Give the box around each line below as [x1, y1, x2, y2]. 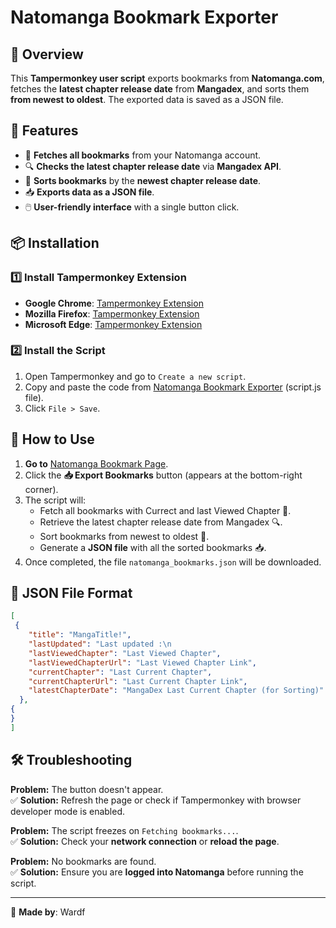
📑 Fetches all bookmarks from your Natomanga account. [24, 149, 262, 161]
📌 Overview [10, 46, 84, 63]
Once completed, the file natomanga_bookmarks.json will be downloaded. [24, 556, 322, 568]
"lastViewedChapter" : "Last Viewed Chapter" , [28, 648, 222, 658]
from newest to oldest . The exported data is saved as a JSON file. [10, 94, 284, 105]
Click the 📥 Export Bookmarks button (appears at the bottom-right [24, 469, 303, 481]
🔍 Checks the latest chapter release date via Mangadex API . [24, 160, 282, 172]
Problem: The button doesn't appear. [10, 783, 164, 795]
